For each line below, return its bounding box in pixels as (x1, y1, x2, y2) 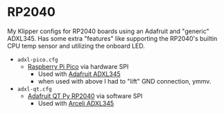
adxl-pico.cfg (17, 56, 58, 63)
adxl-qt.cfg (17, 86, 52, 93)
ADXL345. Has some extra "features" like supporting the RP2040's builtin (7, 34, 218, 42)
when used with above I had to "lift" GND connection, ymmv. (37, 77, 212, 85)
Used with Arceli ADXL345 (37, 99, 114, 107)
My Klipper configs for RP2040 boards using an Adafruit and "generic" (7, 27, 209, 35)
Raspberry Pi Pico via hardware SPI (27, 62, 129, 70)
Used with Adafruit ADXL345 (37, 70, 121, 78)
